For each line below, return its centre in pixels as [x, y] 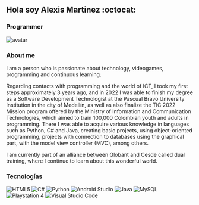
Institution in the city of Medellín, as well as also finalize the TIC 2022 [91, 105]
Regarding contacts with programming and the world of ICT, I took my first [97, 86]
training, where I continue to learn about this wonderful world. [82, 161]
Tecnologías [24, 176]
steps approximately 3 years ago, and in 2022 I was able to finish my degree [99, 92]
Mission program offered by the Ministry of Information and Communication [99, 111]
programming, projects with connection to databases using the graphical [95, 136]
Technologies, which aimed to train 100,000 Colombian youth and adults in [97, 117]
